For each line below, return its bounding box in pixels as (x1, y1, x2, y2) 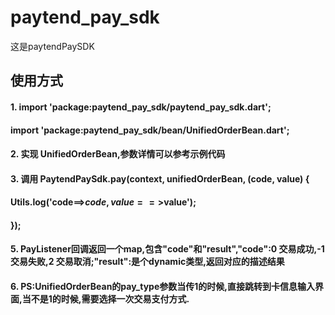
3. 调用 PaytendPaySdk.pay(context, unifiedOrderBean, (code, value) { (10, 172, 310, 185)
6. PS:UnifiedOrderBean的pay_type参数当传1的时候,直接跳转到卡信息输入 (10, 281, 315, 293)
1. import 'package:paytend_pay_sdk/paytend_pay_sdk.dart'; (10, 101, 272, 113)
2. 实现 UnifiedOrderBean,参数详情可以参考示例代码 (10, 148, 226, 160)
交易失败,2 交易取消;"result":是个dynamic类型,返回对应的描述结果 (10, 256, 285, 268)
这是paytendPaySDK (10, 40, 95, 52)
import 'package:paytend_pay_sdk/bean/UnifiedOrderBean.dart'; (10, 124, 290, 136)
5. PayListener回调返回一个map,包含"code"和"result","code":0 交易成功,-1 (10, 243, 325, 255)
